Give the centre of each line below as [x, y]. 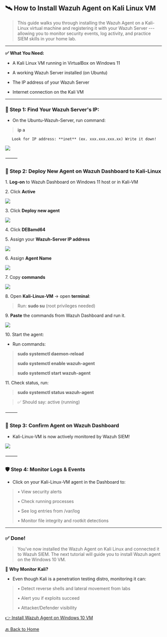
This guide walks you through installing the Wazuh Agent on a [81, 23]
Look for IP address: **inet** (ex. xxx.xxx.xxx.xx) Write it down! [84, 139]
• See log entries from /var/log [49, 511]
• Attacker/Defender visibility [47, 608]
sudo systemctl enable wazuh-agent [56, 364]
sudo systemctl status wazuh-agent [56, 392]
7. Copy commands [25, 277]
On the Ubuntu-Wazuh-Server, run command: [59, 121]
